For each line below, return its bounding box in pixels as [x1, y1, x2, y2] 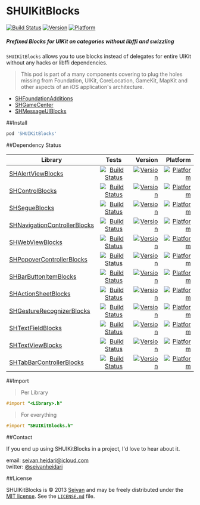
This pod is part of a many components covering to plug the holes [20, 70, 183, 78]
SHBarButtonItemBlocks [9, 272, 77, 281]
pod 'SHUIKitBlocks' [6, 130, 58, 137]
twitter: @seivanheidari [6, 463, 63, 470]
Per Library [20, 389, 49, 396]
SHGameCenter [14, 101, 54, 108]
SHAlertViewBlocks [9, 169, 64, 177]
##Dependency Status [6, 141, 61, 149]
